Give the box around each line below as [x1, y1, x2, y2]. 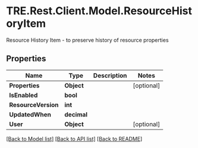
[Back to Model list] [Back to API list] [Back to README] [6, 135, 143, 142]
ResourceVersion [9, 100, 59, 109]
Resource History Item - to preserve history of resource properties [6, 36, 169, 43]
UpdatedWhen [9, 110, 52, 118]
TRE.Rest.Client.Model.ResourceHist [6, 4, 192, 18]
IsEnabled [9, 91, 38, 99]
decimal [64, 110, 88, 118]
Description [93, 71, 127, 80]
